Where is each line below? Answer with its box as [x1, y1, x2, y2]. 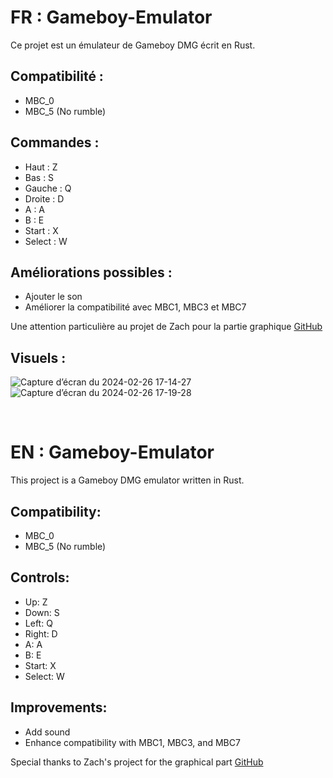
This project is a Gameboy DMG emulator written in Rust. [10, 474, 245, 486]
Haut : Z [24, 161, 58, 173]
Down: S [24, 606, 60, 618]
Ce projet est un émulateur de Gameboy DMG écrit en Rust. [10, 39, 256, 51]
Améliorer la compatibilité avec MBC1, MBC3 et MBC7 [24, 301, 247, 313]
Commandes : [10, 134, 100, 151]
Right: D [24, 627, 58, 640]
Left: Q [24, 617, 53, 629]
